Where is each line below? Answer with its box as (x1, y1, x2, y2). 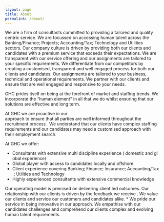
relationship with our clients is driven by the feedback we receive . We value (5, 191, 158, 197)
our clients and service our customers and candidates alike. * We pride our (5, 196, 156, 202)
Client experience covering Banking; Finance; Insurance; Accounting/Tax (12, 166, 159, 172)
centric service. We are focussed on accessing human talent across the (5, 35, 149, 40)
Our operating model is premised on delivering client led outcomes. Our (5, 186, 149, 192)
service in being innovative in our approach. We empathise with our (5, 201, 141, 207)
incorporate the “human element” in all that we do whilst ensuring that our (5, 96, 154, 102)
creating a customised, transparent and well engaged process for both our (5, 66, 155, 72)
